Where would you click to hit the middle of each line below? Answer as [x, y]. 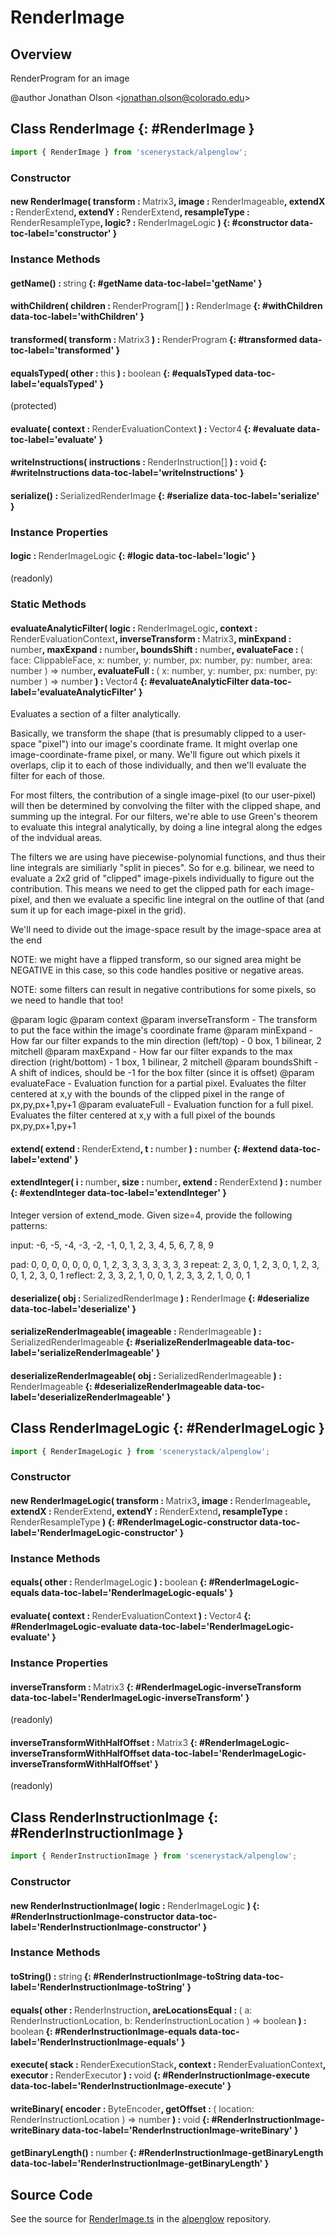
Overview [41, 54]
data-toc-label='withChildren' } [77, 317]
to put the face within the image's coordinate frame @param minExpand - [162, 1030]
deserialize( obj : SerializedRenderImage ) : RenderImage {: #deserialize [160, 1298]
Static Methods [48, 604]
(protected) [33, 406]
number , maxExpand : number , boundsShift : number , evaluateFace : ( [157, 649]
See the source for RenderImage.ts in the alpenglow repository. [141, 2219]
